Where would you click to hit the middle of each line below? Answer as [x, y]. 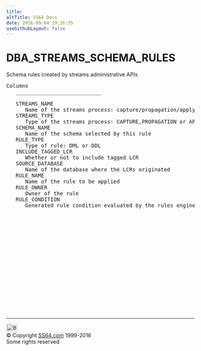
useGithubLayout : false [36, 28]
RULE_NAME [30, 176]
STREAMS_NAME [35, 104]
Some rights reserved [33, 342]
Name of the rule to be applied [72, 182]
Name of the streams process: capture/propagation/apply [110, 110]
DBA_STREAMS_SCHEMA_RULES [91, 58]
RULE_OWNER [32, 188]
